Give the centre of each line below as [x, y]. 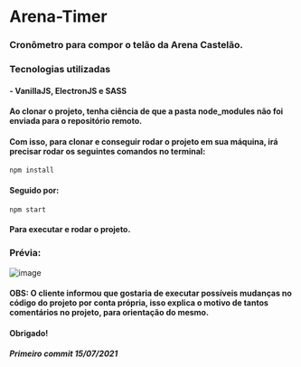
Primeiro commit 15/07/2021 [64, 353]
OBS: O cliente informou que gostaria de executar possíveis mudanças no [150, 293]
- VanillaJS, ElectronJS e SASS [68, 90]
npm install [32, 170]
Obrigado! [29, 333]
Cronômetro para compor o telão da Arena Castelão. [127, 45]
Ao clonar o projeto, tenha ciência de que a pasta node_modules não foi [146, 111]
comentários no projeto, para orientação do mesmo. [109, 313]
